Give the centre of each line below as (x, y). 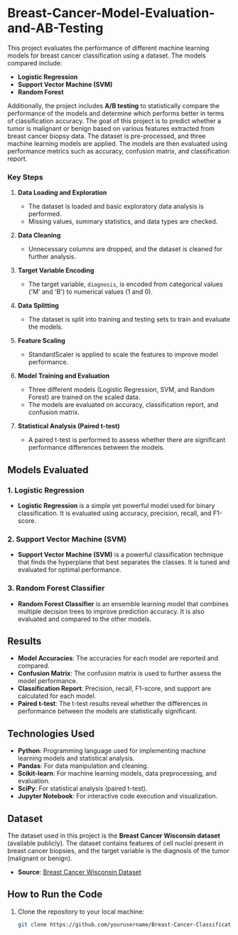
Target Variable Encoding (56, 270)
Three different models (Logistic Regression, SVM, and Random (121, 390)
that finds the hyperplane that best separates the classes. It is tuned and (124, 562)
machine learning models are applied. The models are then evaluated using (118, 143)
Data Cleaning (39, 236)
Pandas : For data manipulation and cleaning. (83, 766)
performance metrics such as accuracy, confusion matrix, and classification (118, 151)
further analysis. (52, 257)
